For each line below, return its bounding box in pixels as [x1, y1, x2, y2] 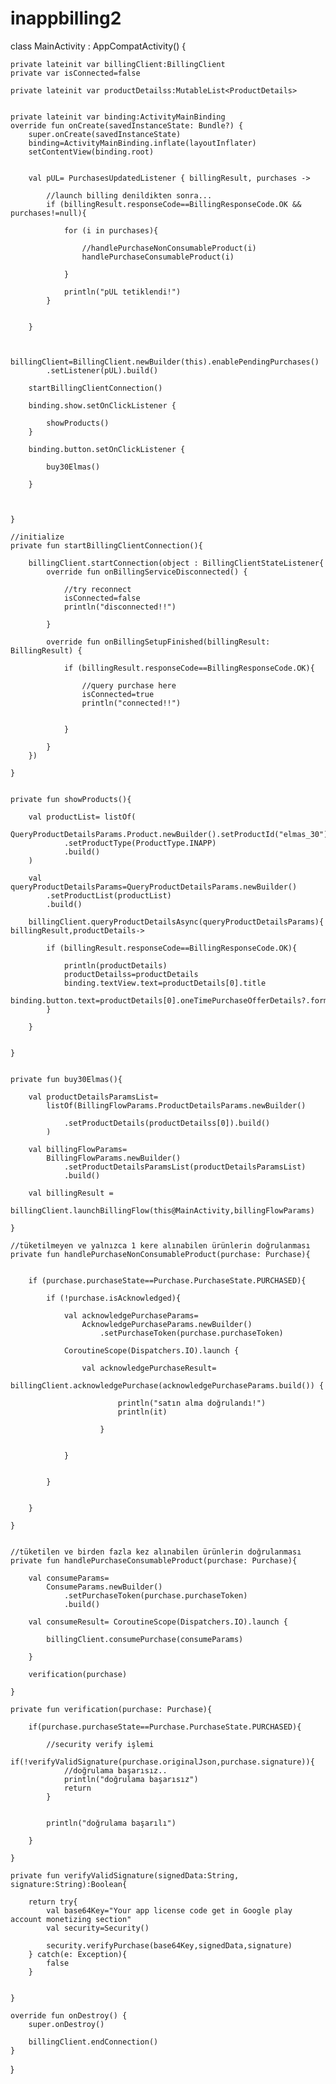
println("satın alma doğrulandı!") [117, 1398, 267, 1408]
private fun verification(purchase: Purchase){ [10, 1704, 213, 1714]
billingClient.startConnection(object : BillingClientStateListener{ [28, 558, 325, 568]
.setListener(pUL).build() [46, 365, 159, 376]
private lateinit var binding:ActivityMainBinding [10, 112, 226, 122]
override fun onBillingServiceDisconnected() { [46, 567, 248, 577]
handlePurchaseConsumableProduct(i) [81, 252, 235, 262]
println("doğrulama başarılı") [46, 1818, 177, 1828]
